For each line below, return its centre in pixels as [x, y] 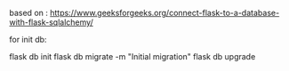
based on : [29, 13]
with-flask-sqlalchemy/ [51, 22]
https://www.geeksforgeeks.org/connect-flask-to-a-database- [165, 13]
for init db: [28, 39]
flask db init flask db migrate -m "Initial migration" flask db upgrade [132, 56]
